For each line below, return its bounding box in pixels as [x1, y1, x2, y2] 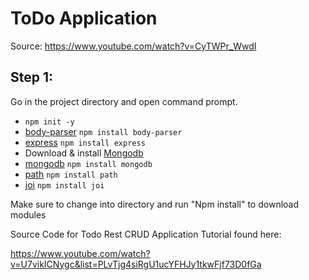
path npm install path [24, 168, 118, 180]
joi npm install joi [24, 178, 105, 191]
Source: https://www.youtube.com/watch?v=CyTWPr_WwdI [10, 40, 257, 52]
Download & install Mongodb [24, 147, 144, 159]
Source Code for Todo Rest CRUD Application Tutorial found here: [10, 228, 282, 240]
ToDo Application [10, 7, 158, 30]
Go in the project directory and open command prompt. [10, 95, 238, 107]
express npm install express [24, 136, 146, 148]
